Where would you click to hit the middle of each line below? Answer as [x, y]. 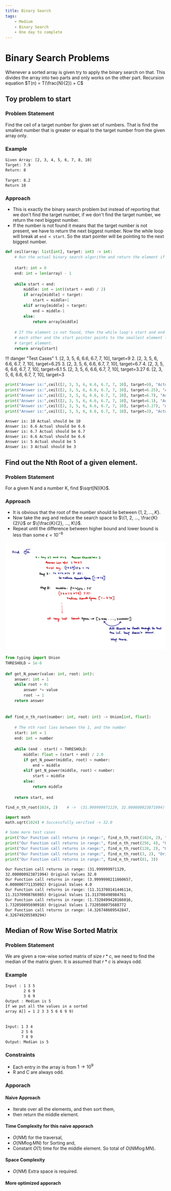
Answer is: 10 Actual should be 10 [43, 421]
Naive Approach [23, 1097]
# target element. [34, 343]
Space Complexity [25, 1160]
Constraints [20, 1055]
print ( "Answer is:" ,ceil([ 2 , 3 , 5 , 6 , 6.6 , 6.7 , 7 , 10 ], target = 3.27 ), [83, 406]
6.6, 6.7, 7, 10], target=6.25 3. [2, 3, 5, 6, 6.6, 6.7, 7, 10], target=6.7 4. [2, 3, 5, [84, 364]
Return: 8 [16, 170]
